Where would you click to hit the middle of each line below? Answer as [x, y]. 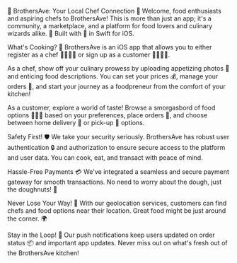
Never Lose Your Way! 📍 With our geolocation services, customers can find [117, 203]
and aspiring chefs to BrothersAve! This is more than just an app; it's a [110, 18]
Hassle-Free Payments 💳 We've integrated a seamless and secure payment [118, 172]
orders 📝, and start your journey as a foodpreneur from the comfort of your [116, 86]
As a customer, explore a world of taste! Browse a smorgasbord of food [111, 107]
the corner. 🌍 [27, 218]
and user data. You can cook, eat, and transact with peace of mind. [105, 158]
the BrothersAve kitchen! [43, 253]
